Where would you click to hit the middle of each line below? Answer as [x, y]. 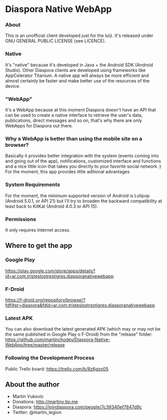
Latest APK [19, 318]
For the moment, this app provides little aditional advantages [67, 172]
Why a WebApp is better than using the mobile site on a [74, 139]
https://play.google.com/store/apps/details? [50, 271]
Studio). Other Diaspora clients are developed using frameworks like [75, 70]
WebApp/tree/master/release [35, 345]
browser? [17, 145]
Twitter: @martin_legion [37, 413]
